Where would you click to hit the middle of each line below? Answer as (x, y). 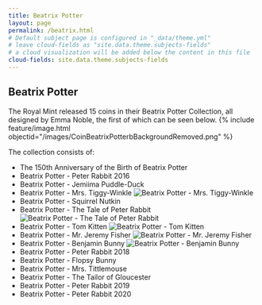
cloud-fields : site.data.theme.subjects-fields (89, 60)
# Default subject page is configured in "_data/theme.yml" (110, 38)
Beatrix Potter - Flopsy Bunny (68, 260)
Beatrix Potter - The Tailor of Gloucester (85, 277)
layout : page (30, 23)
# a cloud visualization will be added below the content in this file (129, 52)
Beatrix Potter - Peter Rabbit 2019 (75, 285)
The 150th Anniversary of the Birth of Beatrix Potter (104, 167)
